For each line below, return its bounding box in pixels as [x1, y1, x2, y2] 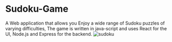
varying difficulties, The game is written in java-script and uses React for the [5, 25, 167, 31]
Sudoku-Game [5, 3, 68, 15]
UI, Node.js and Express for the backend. [5, 31, 92, 37]
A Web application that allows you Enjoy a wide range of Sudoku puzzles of [5, 20, 165, 26]
